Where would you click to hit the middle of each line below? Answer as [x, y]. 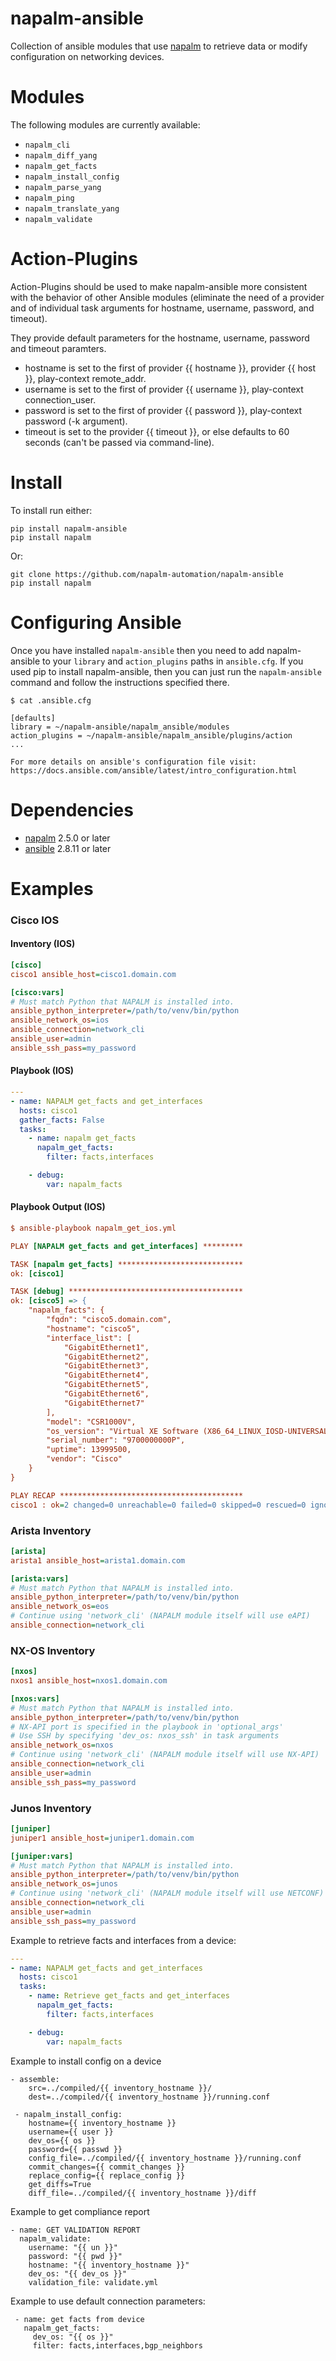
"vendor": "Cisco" [84, 1459]
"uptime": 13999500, [89, 1450]
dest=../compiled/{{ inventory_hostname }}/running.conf [149, 2097]
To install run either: [51, 510]
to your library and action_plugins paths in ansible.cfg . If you [172, 661]
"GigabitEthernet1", [106, 1347]
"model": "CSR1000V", [91, 1422]
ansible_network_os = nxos [62, 1745]
